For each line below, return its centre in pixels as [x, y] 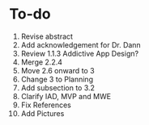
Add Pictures [43, 113]
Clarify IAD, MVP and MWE [66, 96]
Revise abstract [47, 36]
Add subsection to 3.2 [58, 87]
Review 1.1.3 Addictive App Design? [80, 53]
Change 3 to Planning [57, 79]
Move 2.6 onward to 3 [58, 70]
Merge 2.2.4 [42, 62]
